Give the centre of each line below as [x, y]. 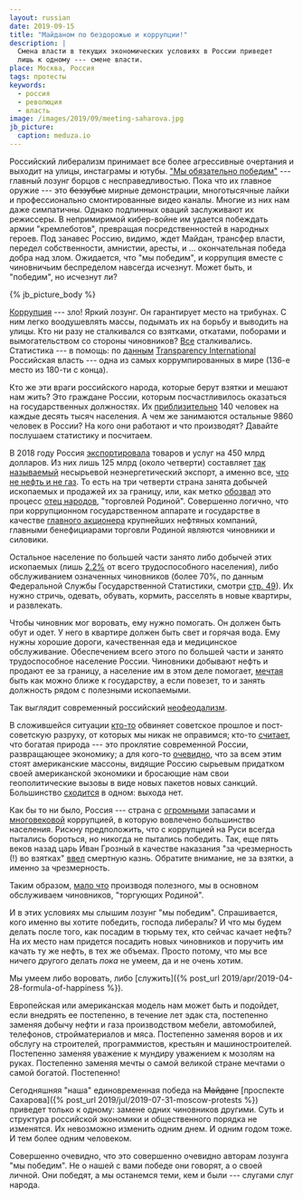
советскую [31, 734]
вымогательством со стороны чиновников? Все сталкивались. [131, 341]
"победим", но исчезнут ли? [63, 276]
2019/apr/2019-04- [257, 978]
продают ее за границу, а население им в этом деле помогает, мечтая [147, 670]
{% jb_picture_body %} [53, 294]
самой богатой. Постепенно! [65, 1072]
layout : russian [40, 18]
